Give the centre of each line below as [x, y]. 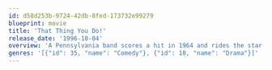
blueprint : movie [38, 23]
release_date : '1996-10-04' [56, 38]
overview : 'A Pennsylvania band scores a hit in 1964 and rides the [126, 46]
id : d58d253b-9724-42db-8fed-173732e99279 [81, 16]
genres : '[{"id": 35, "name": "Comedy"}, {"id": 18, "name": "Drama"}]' [134, 53]
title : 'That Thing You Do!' [57, 31]
